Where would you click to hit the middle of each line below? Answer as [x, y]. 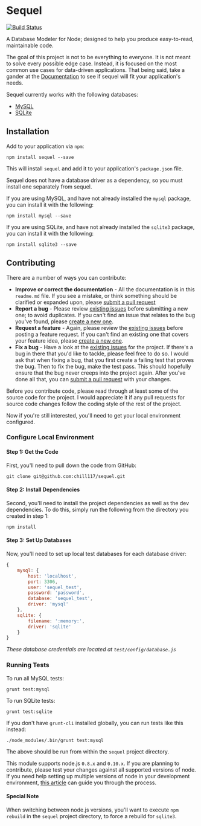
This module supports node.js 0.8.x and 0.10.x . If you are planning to [93, 763]
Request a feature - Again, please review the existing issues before [99, 327]
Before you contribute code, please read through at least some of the [92, 391]
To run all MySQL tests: [35, 678]
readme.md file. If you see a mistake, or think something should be [96, 295]
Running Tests [28, 665]
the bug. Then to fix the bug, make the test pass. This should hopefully [103, 366]
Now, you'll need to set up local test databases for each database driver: [97, 554]
